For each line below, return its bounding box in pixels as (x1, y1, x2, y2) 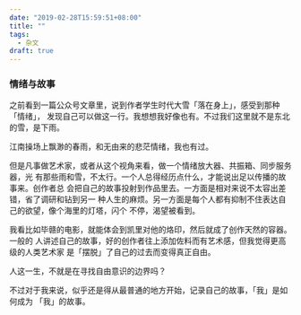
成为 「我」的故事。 (16, 296, 90, 307)
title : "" (9, 22, 47, 31)
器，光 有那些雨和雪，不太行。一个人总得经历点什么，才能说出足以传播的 (9, 171, 279, 182)
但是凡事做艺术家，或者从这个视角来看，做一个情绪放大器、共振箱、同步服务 (9, 161, 292, 171)
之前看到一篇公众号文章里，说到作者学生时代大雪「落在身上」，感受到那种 (9, 100, 280, 110)
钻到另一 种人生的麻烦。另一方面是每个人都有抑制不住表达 (64, 194, 279, 205)
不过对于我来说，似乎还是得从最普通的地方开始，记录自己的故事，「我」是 (9, 284, 280, 296)
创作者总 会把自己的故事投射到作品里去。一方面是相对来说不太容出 (32, 183, 279, 194)
